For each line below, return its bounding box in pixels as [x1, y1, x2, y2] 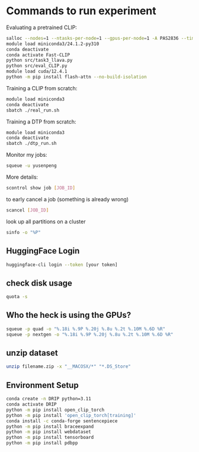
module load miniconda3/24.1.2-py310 [6, 40, 99, 47]
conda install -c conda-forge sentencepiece [6, 418, 118, 424]
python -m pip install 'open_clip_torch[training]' [6, 412, 136, 418]
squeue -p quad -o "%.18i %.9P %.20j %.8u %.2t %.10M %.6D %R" [6, 325, 166, 332]
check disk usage [6, 278, 73, 288]
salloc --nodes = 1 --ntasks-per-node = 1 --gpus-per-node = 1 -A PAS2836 [6, 35, 179, 41]
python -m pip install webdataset [6, 429, 92, 435]
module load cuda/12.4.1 [6, 68, 68, 75]
